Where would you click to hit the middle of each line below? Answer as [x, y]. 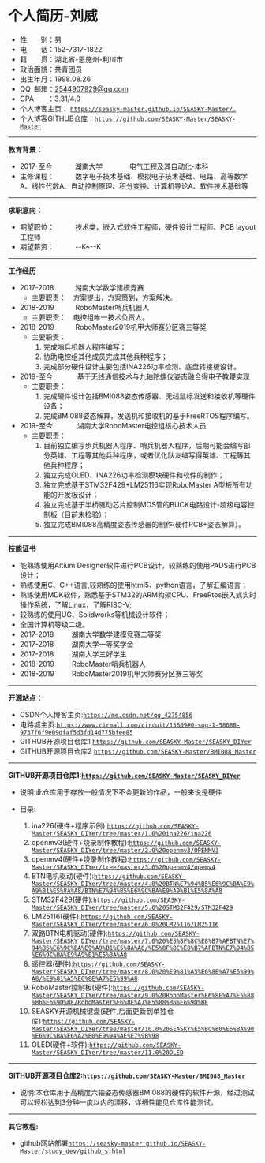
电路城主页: [38, 724]
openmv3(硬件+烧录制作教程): [80, 842]
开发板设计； [78, 495]
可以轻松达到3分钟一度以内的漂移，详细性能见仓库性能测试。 [119, 1102]
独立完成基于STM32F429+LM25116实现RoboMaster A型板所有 [144, 484]
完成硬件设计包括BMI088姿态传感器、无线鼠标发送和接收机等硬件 [149, 396]
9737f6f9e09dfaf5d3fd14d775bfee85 [76, 732]
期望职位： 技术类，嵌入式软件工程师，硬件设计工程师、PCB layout [138, 226]
